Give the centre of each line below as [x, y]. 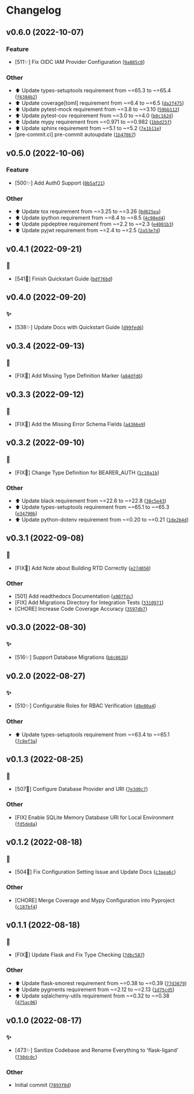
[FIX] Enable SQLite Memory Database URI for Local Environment [94, 817]
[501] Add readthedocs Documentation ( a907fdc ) [74, 596]
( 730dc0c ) [26, 1057]
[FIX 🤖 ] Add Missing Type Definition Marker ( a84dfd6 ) [79, 376]
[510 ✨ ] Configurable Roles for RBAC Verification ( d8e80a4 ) [85, 706]
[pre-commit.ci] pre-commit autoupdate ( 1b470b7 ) [75, 134]
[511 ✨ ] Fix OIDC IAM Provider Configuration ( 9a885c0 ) [80, 62]
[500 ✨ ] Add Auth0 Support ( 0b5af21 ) [60, 183]
